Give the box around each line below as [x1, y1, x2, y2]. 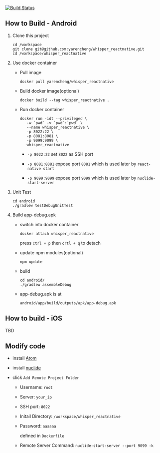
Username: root [19, 384, 53, 390]
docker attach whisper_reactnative [19, 231, 94, 236]
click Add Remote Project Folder [12, 374, 80, 380]
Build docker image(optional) [19, 88, 80, 94]
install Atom [12, 355, 37, 361]
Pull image [19, 69, 41, 75]
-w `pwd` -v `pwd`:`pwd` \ [26, 120, 83, 125]
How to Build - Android [5, 19, 77, 28]
